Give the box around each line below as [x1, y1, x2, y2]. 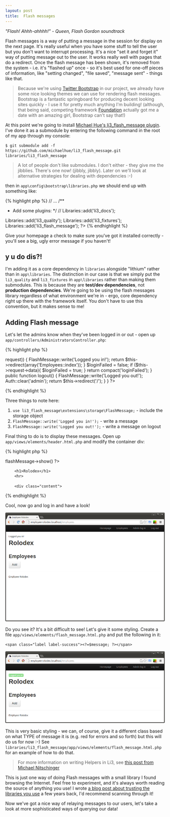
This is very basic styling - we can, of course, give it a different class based [5, 728, 163, 734]
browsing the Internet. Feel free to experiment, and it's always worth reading [5, 780, 165, 786]
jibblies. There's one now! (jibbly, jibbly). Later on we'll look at [17, 167, 147, 173]
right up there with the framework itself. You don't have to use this [5, 298, 143, 304]
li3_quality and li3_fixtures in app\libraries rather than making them [5, 277, 156, 283]
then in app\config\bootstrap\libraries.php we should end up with [5, 183, 147, 189]
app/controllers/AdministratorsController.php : [5, 337, 107, 343]
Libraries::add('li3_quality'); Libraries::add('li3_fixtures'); [5, 217, 122, 223]
